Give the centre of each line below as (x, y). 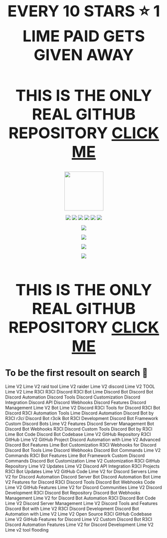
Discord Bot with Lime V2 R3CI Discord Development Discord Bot (72, 509)
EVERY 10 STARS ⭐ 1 (84, 11)
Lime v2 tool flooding (27, 530)
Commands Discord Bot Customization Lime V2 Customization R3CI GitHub (83, 461)
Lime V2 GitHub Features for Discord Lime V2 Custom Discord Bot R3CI (79, 519)
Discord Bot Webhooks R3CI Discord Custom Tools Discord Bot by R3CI (79, 429)
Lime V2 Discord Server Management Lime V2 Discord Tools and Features (82, 503)
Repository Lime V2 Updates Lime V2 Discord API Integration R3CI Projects (83, 466)
